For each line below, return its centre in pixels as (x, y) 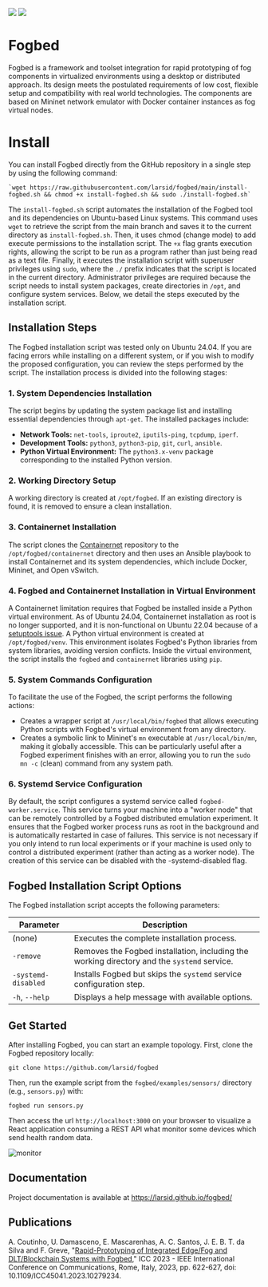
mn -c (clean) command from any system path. (97, 763)
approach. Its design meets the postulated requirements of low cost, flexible (134, 85)
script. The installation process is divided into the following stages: (118, 372)
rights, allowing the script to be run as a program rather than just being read (133, 251)
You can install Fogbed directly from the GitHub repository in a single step (130, 164)
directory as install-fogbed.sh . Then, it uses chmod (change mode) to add (132, 235)
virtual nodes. (31, 110)
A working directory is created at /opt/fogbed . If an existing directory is (125, 498)
